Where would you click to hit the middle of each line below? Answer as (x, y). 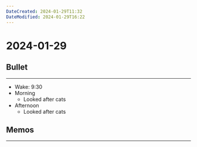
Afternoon (27, 105)
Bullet (17, 67)
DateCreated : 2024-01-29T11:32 (44, 11)
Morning (25, 93)
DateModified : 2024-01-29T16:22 (45, 17)
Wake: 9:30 (28, 87)
